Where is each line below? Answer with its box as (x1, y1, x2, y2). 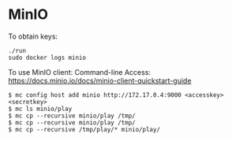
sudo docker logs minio (8, 54, 87, 61)
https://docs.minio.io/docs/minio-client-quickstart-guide (8, 76, 192, 85)
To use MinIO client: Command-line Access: (8, 67, 152, 76)
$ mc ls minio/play (8, 105, 73, 113)
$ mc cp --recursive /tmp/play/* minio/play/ (8, 125, 160, 133)
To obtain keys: (8, 32, 58, 41)
